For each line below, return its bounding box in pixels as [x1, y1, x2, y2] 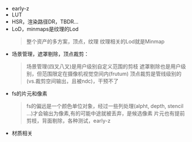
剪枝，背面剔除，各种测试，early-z [26, 117, 111, 124]
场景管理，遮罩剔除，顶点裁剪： [11, 50, 89, 58]
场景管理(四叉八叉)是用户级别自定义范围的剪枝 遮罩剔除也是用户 [26, 63, 181, 70]
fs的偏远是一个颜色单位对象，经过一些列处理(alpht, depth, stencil [26, 103, 184, 109]
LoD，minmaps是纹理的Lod [11, 26, 79, 32]
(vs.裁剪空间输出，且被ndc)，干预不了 [26, 77, 119, 84]
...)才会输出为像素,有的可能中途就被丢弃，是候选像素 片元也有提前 [26, 110, 185, 117]
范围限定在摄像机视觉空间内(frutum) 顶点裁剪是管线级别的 [42, 70, 182, 77]
